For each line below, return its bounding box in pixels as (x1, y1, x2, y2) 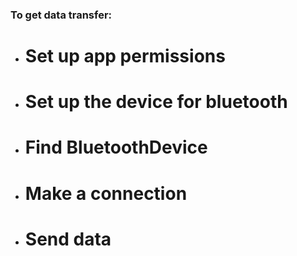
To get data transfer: (10, 8, 113, 22)
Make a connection (24, 182, 188, 205)
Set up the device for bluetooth (24, 91, 288, 113)
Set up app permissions (24, 45, 226, 68)
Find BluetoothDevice (24, 136, 208, 159)
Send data (24, 228, 112, 250)
